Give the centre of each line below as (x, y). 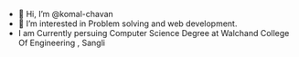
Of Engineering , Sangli (61, 43)
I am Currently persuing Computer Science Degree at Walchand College (154, 33)
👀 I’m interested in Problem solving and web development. (128, 24)
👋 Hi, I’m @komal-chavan (66, 14)
